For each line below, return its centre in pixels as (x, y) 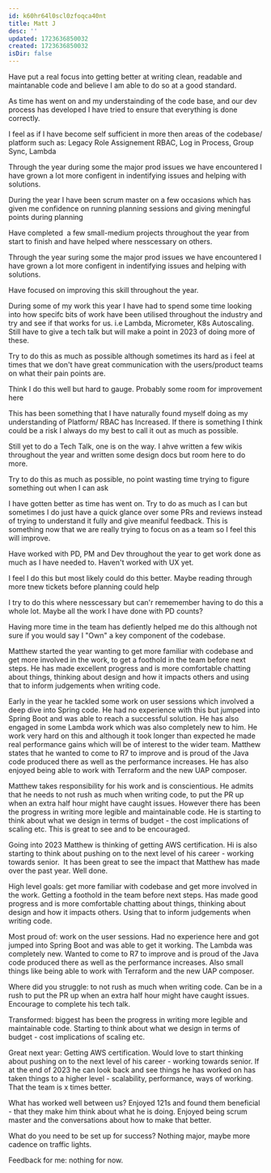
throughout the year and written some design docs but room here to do (127, 455)
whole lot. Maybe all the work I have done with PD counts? (106, 611)
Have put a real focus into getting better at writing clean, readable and (125, 77)
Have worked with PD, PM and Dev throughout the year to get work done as (135, 554)
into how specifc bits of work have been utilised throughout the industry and (135, 314)
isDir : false (30, 54)
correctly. (24, 118)
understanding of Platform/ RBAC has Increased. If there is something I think (135, 422)
